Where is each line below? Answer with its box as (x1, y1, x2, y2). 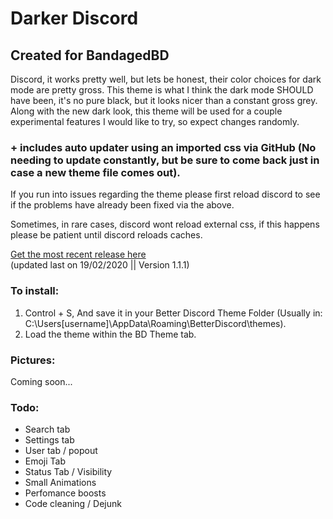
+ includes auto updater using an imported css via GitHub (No (10, 140, 317, 154)
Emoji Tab (24, 455, 67, 467)
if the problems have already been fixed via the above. (10, 199, 235, 211)
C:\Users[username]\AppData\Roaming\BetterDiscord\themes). (24, 317, 287, 329)
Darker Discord (10, 7, 139, 30)
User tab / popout (24, 445, 98, 457)
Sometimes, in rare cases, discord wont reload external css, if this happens (10, 218, 320, 231)
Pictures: (10, 353, 56, 367)
